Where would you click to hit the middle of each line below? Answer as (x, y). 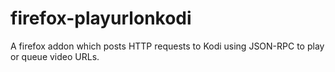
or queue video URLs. (55, 56)
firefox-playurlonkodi (101, 18)
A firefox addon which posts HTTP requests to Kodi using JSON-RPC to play (167, 46)
